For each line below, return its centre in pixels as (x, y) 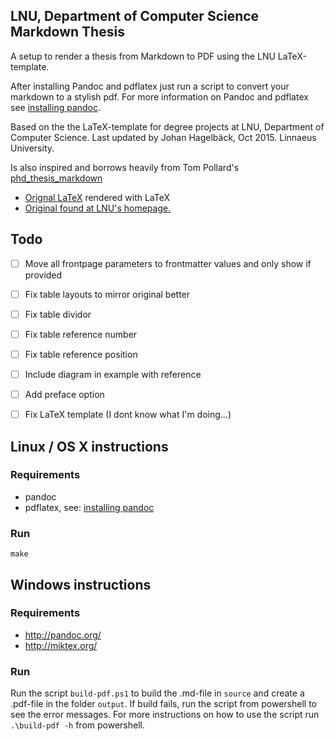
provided (43, 275)
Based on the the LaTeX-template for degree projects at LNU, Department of (167, 126)
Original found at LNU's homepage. (98, 208)
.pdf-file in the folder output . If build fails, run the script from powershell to (163, 704)
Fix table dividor (58, 314)
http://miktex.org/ (61, 645)
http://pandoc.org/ (63, 635)
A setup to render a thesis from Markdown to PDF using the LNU (143, 56)
